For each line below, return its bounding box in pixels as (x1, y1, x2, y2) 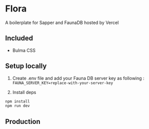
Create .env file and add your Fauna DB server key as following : (12, 75, 145, 81)
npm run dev (5, 103, 30, 108)
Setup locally (5, 62, 47, 70)
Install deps (12, 89, 36, 95)
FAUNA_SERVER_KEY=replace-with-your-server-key (12, 80, 113, 85)
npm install (5, 98, 30, 104)
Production (5, 117, 41, 125)
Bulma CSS (12, 47, 36, 53)
